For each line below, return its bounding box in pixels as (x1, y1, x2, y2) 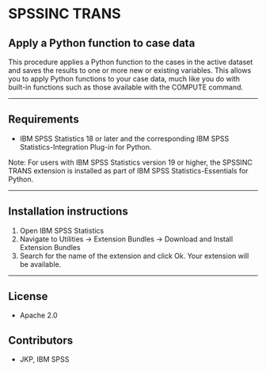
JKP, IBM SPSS (19, 355, 70, 364)
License (8, 290, 48, 303)
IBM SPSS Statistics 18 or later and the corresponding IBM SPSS (19, 134, 230, 143)
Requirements (8, 112, 79, 127)
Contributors (8, 333, 74, 347)
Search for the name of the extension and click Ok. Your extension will (19, 251, 249, 260)
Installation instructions (8, 205, 128, 218)
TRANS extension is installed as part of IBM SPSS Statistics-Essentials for (8, 165, 249, 175)
